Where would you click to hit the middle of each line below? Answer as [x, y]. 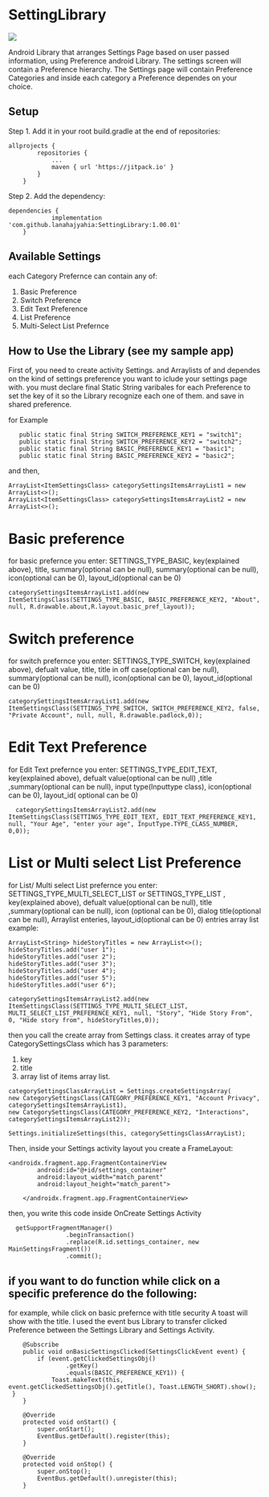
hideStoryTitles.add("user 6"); [62, 985]
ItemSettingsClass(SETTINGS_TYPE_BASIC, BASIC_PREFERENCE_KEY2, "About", [134, 600]
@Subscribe [41, 1344]
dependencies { [34, 211]
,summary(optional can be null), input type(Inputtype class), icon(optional [130, 787]
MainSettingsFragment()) [50, 1249]
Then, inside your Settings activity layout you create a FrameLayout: [121, 1149]
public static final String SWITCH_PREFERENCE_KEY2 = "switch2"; [130, 442]
